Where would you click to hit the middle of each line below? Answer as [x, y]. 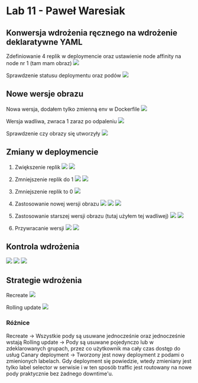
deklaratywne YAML [44, 42]
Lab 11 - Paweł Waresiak [66, 11]
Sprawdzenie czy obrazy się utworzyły [53, 133]
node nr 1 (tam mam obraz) [39, 63]
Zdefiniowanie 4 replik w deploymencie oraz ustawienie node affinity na [94, 56]
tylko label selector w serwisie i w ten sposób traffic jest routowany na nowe [99, 367]
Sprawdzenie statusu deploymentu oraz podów [64, 75]
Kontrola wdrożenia [43, 247]
